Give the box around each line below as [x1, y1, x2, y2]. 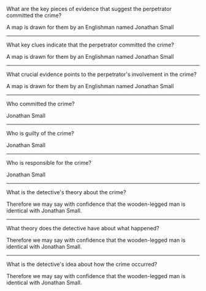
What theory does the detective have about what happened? [6, 225, 159, 232]
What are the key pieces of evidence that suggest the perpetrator [6, 6, 172, 12]
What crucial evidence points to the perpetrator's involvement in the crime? [6, 70, 197, 78]
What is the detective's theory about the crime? [6, 189, 127, 195]
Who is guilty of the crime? [6, 130, 75, 137]
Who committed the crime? [6, 100, 75, 107]
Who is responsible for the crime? [6, 159, 92, 166]
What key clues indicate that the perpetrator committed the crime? [6, 41, 175, 48]
